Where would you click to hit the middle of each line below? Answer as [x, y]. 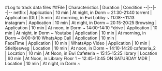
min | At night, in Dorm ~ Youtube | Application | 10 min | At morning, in [75, 33]
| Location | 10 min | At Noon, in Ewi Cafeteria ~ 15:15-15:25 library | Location [81, 53]
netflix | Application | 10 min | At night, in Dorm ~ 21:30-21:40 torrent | [83, 12]
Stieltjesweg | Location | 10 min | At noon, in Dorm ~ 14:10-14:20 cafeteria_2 [81, 48]
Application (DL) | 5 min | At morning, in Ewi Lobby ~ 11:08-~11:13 [70, 18]
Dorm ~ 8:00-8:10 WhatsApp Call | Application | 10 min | [61, 38]
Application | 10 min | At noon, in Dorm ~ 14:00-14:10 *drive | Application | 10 [81, 28]
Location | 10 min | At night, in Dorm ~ [43, 63]
